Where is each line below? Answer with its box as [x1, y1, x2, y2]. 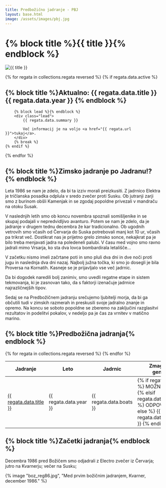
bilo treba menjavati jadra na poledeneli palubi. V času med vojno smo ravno [5, 239, 161, 245]
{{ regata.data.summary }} [23, 118, 79, 123]
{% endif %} [5, 144, 30, 149]
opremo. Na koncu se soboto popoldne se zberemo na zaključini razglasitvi [5, 305, 159, 311]
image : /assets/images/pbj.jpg [5, 16, 70, 21]
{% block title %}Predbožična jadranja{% [5, 330, 135, 338]
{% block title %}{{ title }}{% [5, 38, 126, 49]
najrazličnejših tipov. [5, 285, 47, 291]
